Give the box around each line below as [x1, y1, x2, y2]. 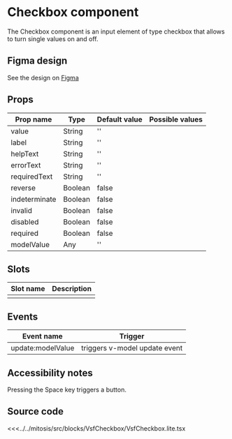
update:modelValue [10, 343, 75, 353]
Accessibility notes [7, 367, 93, 379]
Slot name [10, 284, 45, 294]
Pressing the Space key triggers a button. [7, 385, 127, 394]
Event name [22, 332, 63, 341]
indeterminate [10, 194, 57, 204]
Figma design [7, 55, 68, 67]
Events [7, 311, 38, 322]
